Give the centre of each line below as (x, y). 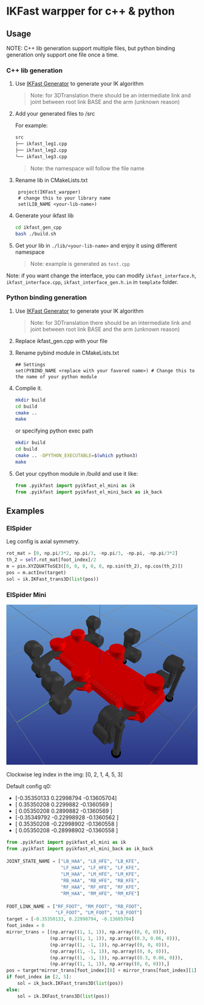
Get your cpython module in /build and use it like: (76, 473)
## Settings (30, 364)
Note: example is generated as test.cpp (80, 263)
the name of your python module (56, 377)
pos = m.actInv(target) (36, 572)
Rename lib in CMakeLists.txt (51, 180)
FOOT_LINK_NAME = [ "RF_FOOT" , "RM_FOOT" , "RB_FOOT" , (74, 906)
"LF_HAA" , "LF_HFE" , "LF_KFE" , (100, 868)
